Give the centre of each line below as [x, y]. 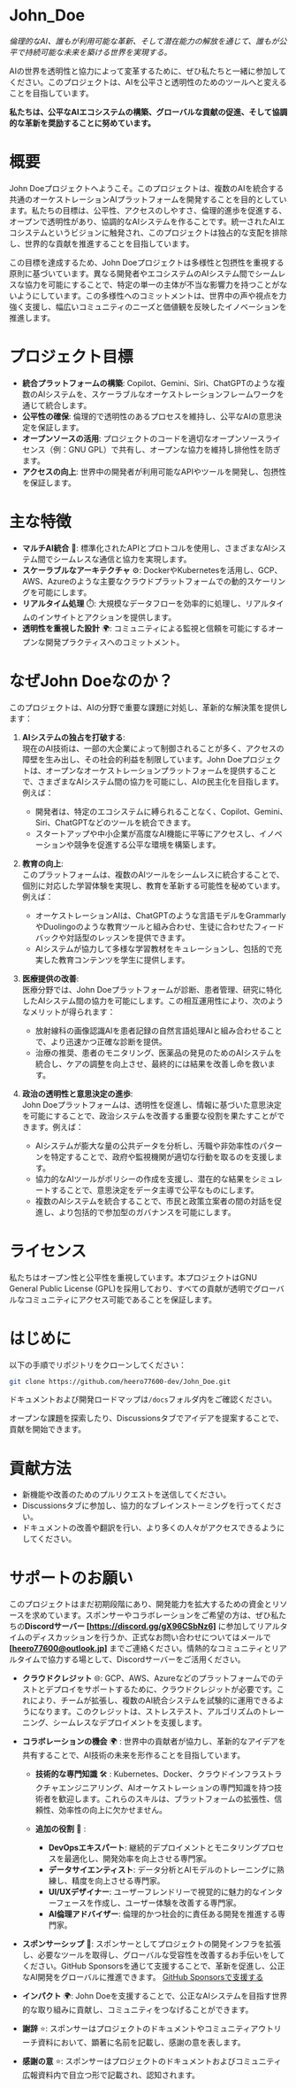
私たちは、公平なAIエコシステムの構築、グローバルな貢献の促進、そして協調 [148, 112]
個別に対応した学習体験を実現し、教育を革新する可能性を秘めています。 [153, 885]
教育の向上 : [42, 863]
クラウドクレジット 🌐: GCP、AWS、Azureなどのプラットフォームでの [149, 1678]
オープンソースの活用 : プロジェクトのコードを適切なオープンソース [143, 438]
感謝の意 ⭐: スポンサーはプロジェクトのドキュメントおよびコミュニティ [152, 2061]
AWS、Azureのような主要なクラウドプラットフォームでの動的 [134, 581]
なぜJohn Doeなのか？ [91, 681]
